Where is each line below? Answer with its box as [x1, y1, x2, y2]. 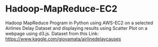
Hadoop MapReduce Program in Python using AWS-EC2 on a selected [5, 20, 153, 26]
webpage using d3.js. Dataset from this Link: [5, 30, 99, 36]
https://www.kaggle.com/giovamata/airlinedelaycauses [5, 36, 121, 42]
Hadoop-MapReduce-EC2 [5, 3, 118, 15]
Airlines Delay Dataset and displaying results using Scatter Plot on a [5, 25, 148, 31]
